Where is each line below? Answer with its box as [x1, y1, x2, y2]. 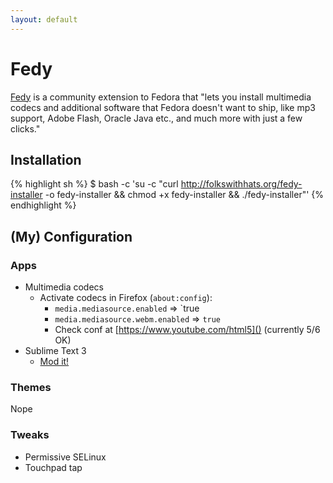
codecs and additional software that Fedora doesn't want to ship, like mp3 [10, 101, 316, 113]
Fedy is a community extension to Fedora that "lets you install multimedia [10, 91, 312, 103]
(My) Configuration [10, 228, 133, 245]
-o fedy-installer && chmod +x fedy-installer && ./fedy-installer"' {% [44, 189, 325, 201]
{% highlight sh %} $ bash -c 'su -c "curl [10, 178, 179, 190]
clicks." [10, 122, 41, 135]
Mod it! [39, 356, 70, 368]
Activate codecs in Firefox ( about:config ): [39, 292, 213, 304]
